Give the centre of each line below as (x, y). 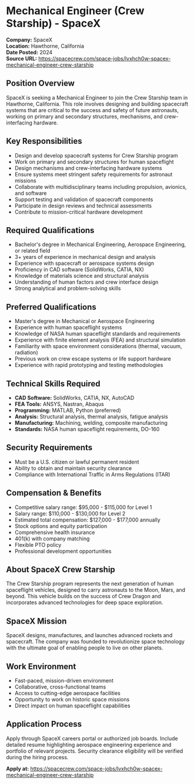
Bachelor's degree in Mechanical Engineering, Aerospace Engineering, (100, 245)
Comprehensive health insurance (55, 532)
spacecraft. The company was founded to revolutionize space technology (96, 642)
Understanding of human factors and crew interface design (86, 282)
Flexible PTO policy (38, 544)
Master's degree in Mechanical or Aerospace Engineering (84, 321)
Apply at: (18, 769)
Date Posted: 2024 (29, 52)
